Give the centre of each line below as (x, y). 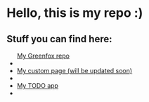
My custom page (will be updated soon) (74, 71)
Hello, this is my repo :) (75, 13)
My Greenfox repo (43, 56)
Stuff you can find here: (59, 39)
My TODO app (38, 85)
